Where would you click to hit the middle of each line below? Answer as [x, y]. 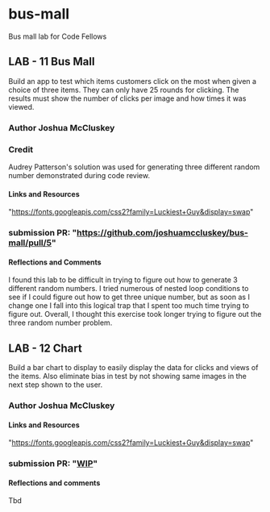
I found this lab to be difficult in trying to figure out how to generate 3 [123, 280]
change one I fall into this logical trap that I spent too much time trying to [129, 306]
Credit [21, 149]
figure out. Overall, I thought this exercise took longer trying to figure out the [135, 314]
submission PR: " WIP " [53, 464]
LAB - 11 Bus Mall [52, 62]
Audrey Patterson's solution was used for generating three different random [134, 167]
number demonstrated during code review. [79, 175]
